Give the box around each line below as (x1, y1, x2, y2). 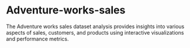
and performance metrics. (6, 35, 69, 42)
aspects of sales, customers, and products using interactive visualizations (6, 29, 184, 36)
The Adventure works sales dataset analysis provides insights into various (6, 23, 185, 30)
